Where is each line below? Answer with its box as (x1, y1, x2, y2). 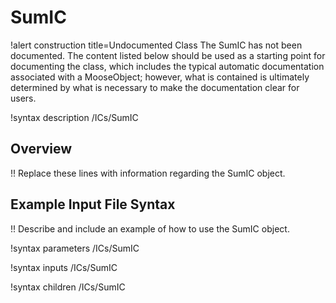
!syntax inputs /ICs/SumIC (10, 261, 118, 273)
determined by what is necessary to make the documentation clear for (10, 81, 300, 93)
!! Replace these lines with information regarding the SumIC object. (10, 167, 286, 179)
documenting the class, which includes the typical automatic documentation (10, 60, 325, 72)
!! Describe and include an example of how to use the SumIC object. (10, 222, 290, 235)
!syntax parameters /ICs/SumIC (10, 242, 140, 254)
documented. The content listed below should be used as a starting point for (10, 49, 326, 61)
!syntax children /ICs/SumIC (10, 281, 126, 293)
